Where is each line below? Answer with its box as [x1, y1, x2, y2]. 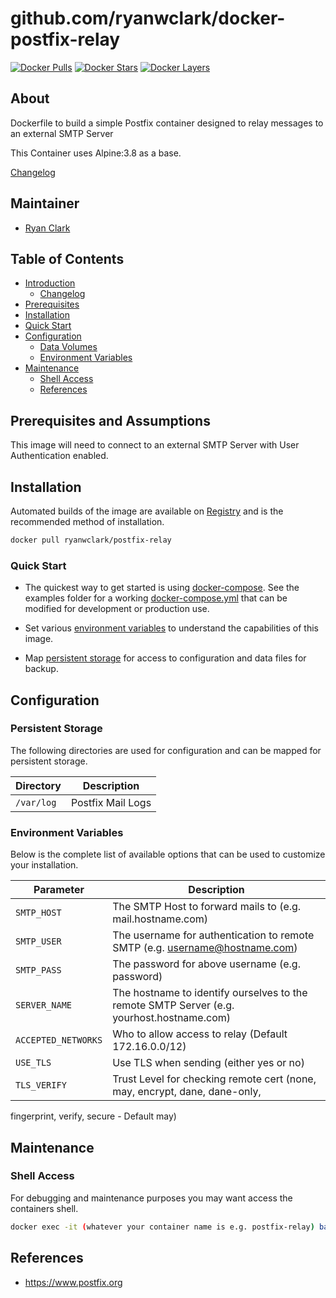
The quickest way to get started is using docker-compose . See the [24, 582, 300, 594]
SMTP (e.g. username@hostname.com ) [112, 941, 298, 955]
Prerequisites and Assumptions [10, 412, 211, 429]
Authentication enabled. [10, 450, 109, 462]
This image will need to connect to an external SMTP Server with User [10, 439, 300, 451]
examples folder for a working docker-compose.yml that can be [24, 592, 288, 604]
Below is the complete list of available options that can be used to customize [10, 848, 326, 861]
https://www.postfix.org [24, 1276, 123, 1288]
